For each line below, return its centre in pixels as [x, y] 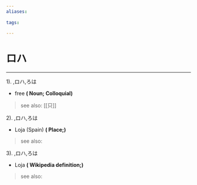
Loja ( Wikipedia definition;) [49, 165]
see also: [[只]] [38, 106]
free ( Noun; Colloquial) [44, 93]
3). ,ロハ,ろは [22, 153]
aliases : [17, 11]
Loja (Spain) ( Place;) [40, 130]
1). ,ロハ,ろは [21, 82]
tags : [13, 22]
